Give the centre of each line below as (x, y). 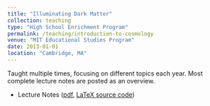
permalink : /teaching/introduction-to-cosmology (81, 34)
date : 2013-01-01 (33, 47)
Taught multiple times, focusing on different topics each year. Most (105, 73)
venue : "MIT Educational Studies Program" (71, 40)
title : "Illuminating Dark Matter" (60, 14)
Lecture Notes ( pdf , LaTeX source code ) (76, 94)
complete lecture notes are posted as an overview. (81, 81)
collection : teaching (39, 20)
